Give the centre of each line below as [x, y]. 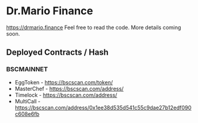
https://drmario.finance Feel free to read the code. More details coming [94, 27]
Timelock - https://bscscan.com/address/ [66, 95]
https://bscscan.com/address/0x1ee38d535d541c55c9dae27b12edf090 [103, 108]
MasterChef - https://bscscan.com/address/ [69, 89]
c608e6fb [27, 113]
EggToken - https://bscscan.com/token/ [64, 82]
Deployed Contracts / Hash [58, 53]
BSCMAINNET [27, 70]
